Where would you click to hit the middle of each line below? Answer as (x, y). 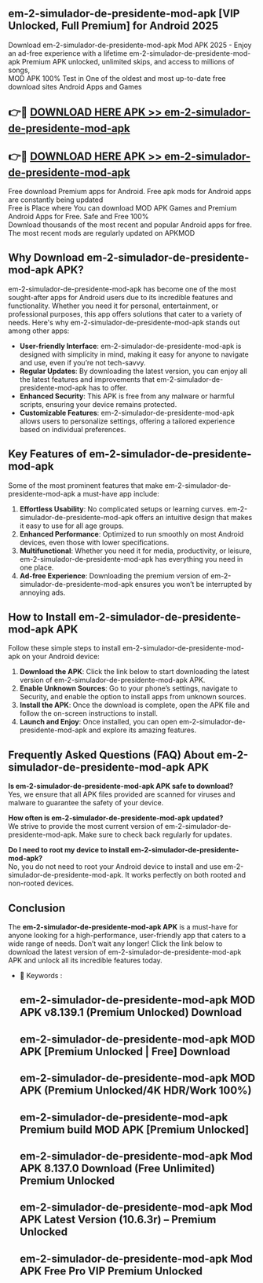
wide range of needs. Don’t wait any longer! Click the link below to (115, 944)
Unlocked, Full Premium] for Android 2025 (113, 26)
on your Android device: (61, 657)
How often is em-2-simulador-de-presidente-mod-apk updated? (116, 818)
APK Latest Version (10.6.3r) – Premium (118, 1220)
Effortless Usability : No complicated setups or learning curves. (122, 509)
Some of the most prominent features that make (86, 485)
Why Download (46, 258)
